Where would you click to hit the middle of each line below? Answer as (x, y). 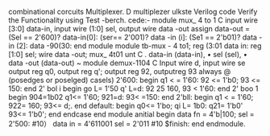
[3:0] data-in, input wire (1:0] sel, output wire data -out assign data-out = (129, 29)
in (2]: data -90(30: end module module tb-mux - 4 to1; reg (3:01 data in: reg (135, 46)
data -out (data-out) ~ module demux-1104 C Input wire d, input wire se (127, 63)
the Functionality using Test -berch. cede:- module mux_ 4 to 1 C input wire (133, 20)
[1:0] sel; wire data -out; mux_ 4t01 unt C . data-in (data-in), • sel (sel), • (128, 54)
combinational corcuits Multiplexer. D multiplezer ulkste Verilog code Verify (133, 12)
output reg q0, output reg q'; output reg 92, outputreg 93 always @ (120, 71)
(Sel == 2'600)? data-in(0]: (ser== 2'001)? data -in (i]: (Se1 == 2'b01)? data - (135, 37)
